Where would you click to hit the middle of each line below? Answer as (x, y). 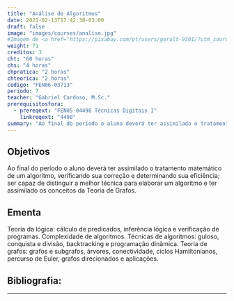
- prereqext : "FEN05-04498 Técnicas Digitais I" (85, 111)
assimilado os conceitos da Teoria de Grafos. (72, 190)
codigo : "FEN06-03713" (40, 85)
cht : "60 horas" (31, 59)
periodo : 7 (23, 91)
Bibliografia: (34, 280)
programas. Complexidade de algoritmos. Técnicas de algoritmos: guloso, (113, 236)
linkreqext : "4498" (48, 117)
